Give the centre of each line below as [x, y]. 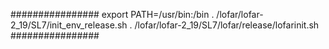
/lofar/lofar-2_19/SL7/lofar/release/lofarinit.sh [227, 25]
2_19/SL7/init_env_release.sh [69, 25]
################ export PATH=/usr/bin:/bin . [112, 14]
